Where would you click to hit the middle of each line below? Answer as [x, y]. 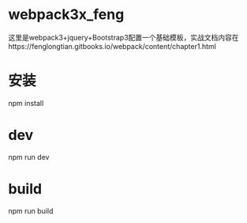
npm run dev [29, 157]
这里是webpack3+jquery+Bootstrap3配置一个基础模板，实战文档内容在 [123, 37]
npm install [26, 103]
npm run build [31, 210]
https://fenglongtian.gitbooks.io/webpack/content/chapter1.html [112, 46]
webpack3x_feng [66, 15]
